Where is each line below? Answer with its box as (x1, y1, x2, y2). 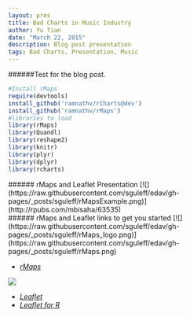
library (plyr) (8, 150, 55, 158)
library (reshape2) (8, 136, 68, 144)
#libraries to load (8, 114, 72, 122)
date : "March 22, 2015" (8, 33, 86, 42)
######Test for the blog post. (8, 70, 106, 79)
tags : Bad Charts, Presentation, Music (8, 48, 139, 56)
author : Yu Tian (8, 26, 61, 34)
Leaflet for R (19, 300, 60, 309)
